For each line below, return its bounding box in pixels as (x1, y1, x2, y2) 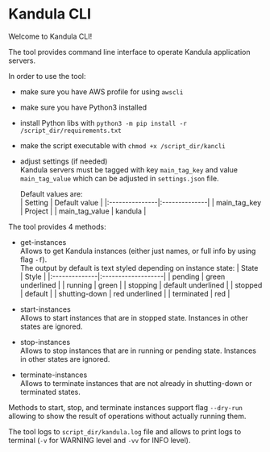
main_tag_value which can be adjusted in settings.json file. (19, 173, 219, 183)
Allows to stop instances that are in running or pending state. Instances (19, 346, 256, 355)
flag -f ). (19, 255, 48, 264)
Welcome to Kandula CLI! (8, 31, 93, 41)
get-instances (19, 237, 67, 247)
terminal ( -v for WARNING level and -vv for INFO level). (8, 435, 191, 445)
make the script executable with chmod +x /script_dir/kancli (19, 140, 226, 150)
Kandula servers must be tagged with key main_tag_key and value (19, 164, 238, 174)
